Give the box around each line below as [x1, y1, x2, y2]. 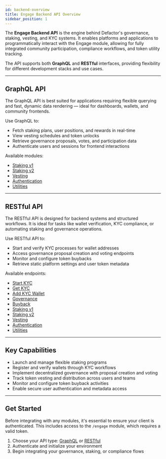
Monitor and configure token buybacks [12, 255, 92, 261]
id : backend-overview [5, 7, 50, 12]
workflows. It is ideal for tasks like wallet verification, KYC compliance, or [5, 221, 154, 226]
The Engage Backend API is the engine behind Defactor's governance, [5, 30, 150, 36]
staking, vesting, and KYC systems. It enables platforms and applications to [5, 35, 159, 41]
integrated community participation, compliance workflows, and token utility [5, 45, 160, 52]
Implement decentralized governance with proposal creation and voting [12, 370, 158, 376]
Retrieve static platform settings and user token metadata [12, 261, 129, 267]
